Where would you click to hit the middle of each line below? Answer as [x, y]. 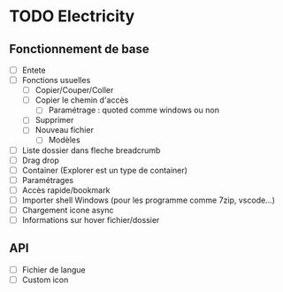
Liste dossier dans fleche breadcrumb [91, 150]
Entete [34, 70]
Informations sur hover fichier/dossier [91, 219]
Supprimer [54, 120]
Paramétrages [47, 180]
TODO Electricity [72, 16]
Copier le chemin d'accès [82, 100]
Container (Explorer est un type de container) [105, 170]
